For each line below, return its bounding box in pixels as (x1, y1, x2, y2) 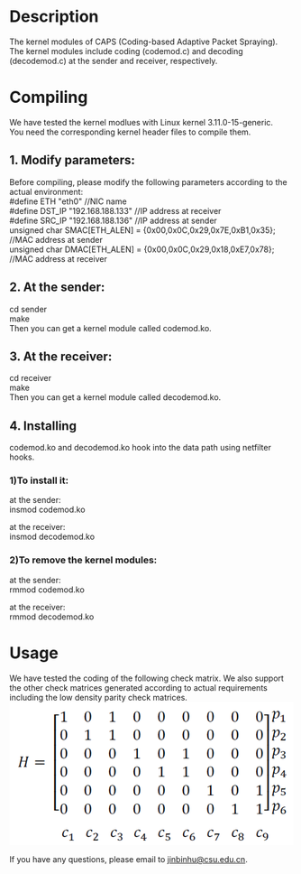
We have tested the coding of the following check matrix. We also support (9, 673, 284, 683)
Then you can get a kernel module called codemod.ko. (9, 322, 212, 333)
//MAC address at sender (9, 234, 104, 245)
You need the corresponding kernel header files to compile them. (9, 126, 251, 137)
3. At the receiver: (9, 349, 113, 364)
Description (9, 6, 99, 27)
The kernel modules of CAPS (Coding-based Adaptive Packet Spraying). (9, 36, 278, 47)
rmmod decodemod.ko (9, 611, 95, 622)
